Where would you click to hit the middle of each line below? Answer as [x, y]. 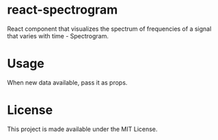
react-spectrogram [63, 10]
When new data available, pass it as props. [67, 82]
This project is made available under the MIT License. [82, 129]
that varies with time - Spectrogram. [58, 36]
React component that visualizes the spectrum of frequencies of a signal [109, 29]
